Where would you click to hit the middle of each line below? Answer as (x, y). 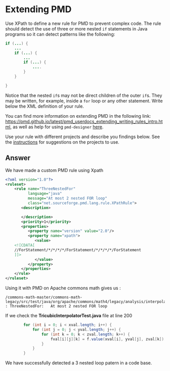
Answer (18, 158)
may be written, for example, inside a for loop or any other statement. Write (84, 100)
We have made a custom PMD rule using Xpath (54, 170)
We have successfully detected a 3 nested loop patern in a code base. (79, 363)
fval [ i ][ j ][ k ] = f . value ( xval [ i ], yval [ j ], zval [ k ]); (108, 339)
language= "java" (45, 194)
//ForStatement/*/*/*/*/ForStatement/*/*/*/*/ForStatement (78, 250)
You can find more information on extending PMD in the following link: (78, 116)
